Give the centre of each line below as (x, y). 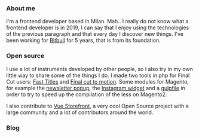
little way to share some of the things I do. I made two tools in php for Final (98, 75)
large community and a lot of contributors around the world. (80, 112)
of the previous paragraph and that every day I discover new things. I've (95, 34)
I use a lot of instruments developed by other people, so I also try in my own (99, 69)
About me (21, 8)
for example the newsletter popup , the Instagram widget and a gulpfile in (96, 88)
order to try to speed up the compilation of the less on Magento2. (87, 94)
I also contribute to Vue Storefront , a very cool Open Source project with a (98, 106)
